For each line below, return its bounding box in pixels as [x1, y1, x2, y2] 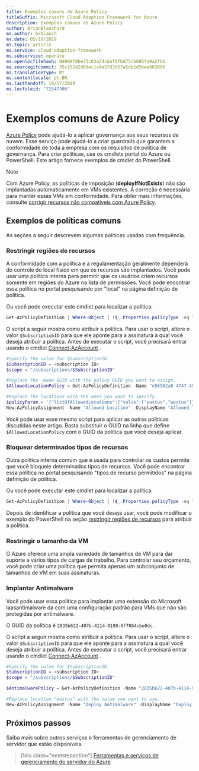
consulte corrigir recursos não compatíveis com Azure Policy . [6, 199, 156, 206]
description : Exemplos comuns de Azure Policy [6, 20, 123, 26]
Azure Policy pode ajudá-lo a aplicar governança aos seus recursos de [6, 131, 179, 139]
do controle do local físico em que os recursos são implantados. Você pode [6, 266, 191, 273]
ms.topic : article [6, 42, 52, 48]
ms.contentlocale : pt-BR [6, 75, 68, 81]
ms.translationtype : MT [6, 70, 65, 75]
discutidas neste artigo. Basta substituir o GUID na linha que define [6, 421, 170, 429]
